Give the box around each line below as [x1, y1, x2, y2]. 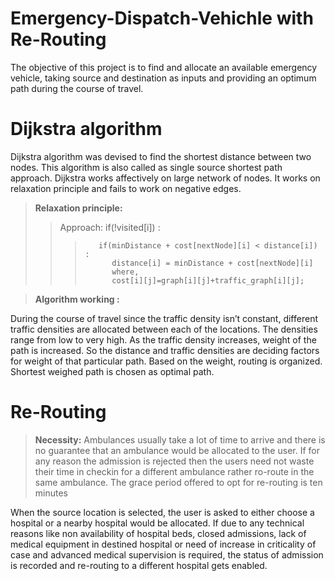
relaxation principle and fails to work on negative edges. [10, 182, 242, 194]
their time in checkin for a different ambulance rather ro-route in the [34, 465, 315, 477]
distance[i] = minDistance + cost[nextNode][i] [111, 258, 314, 268]
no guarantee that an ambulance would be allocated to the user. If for [34, 444, 320, 456]
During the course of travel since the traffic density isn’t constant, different [10, 312, 318, 324]
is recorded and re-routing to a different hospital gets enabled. [10, 559, 268, 571]
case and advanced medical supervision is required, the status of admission [10, 548, 324, 561]
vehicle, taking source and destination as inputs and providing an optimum [10, 72, 317, 84]
